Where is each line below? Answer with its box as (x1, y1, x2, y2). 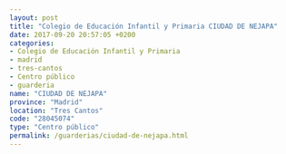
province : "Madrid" (9, 97, 84, 107)
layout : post (9, 13, 59, 23)
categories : (9, 38, 54, 48)
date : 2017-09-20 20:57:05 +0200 (9, 30, 136, 39)
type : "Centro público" (9, 123, 100, 132)
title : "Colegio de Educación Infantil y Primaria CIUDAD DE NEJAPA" (9, 22, 279, 31)
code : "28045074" (9, 114, 75, 123)
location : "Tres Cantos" (9, 106, 104, 115)
